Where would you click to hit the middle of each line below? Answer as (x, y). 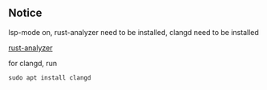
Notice (25, 13)
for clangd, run (33, 63)
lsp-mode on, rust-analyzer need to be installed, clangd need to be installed (133, 32)
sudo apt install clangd (50, 78)
